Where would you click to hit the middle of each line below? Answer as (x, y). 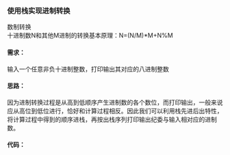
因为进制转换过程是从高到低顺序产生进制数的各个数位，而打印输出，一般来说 (115, 102)
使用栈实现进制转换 (39, 10)
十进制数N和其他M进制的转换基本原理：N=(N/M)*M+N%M (90, 36)
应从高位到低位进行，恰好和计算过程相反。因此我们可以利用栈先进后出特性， (115, 111)
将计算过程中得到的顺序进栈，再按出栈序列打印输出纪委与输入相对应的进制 (112, 119)
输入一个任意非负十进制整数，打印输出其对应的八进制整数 (88, 69)
